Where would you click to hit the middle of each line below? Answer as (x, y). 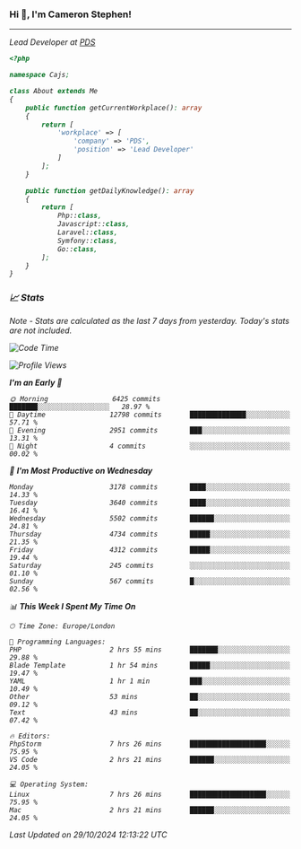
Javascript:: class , (93, 224)
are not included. (41, 330)
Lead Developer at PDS (52, 42)
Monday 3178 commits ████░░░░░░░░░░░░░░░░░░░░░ (150, 487)
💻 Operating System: (49, 784)
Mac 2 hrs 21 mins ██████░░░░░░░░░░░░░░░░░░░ (150, 810)
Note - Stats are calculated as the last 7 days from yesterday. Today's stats (149, 320)
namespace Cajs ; (39, 75)
